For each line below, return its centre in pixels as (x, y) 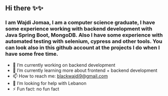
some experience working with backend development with (79, 29)
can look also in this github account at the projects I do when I (83, 48)
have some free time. (32, 54)
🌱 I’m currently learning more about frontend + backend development (85, 70)
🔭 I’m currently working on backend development (64, 65)
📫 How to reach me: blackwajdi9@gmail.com (60, 76)
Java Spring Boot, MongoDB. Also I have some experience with (84, 35)
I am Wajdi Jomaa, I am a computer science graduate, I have (80, 23)
